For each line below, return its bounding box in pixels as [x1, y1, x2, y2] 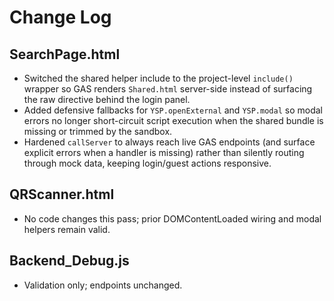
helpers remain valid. [23, 223, 111, 235]
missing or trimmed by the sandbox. [23, 126, 173, 137]
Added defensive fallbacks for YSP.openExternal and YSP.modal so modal [23, 104, 323, 116]
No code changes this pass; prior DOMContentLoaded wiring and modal [23, 212, 322, 225]
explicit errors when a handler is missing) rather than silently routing [23, 147, 305, 158]
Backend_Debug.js [9, 252, 130, 270]
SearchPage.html [9, 46, 121, 63]
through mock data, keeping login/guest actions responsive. [23, 157, 272, 169]
